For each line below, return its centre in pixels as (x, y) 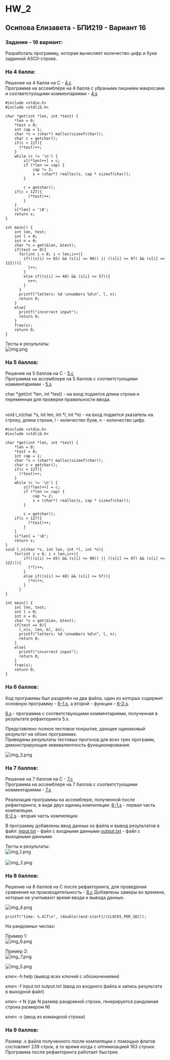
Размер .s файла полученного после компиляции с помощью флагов (80, 1041)
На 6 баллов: (22, 687)
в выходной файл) (25, 992)
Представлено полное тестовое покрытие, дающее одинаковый (75, 728)
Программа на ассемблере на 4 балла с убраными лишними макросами (85, 88)
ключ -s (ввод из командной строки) (45, 1017)
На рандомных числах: (30, 926)
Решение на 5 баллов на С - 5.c (39, 373)
